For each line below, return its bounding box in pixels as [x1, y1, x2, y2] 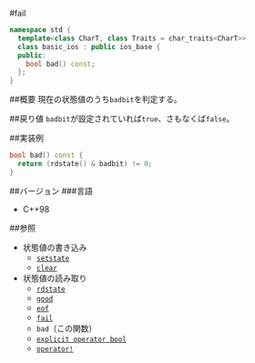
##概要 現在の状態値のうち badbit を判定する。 [9, 94, 182, 105]
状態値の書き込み [22, 242, 87, 253]
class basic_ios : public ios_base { [17, 42, 161, 51]
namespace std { [9, 26, 71, 35]
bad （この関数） [36, 323, 97, 334]
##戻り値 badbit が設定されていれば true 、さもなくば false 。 [9, 113, 235, 124]
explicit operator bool [36, 335, 127, 344]
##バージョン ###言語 [9, 185, 93, 196]
